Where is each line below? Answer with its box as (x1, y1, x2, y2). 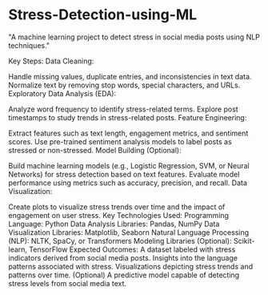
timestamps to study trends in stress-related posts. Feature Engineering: (8, 112, 247, 122)
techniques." (8, 40, 50, 50)
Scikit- (233, 236, 255, 245)
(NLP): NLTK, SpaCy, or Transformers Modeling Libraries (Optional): (8, 236, 232, 245)
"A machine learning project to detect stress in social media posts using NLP (8, 32, 260, 42)
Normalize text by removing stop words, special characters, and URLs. (8, 80, 241, 90)
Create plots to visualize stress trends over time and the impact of (8, 202, 226, 212)
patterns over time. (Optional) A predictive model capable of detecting (8, 270, 240, 280)
